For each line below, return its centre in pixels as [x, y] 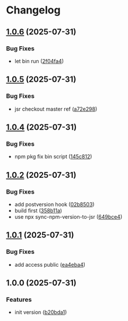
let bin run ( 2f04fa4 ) [39, 61]
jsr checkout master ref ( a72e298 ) [56, 109]
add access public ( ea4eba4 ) [50, 264]
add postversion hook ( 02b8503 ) [54, 204]
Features [19, 299]
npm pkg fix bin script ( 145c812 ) [53, 157]
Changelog [33, 10]
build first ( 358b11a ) [38, 210]
